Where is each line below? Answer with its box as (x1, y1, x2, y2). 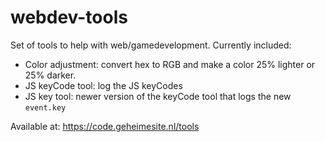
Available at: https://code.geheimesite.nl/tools (10, 120, 200, 132)
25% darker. (24, 69, 77, 81)
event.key (24, 102, 67, 113)
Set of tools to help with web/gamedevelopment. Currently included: (10, 39, 292, 51)
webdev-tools (10, 6, 128, 29)
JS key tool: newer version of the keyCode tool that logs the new (24, 90, 292, 102)
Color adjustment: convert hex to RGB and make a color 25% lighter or (24, 58, 316, 70)
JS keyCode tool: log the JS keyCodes (24, 79, 183, 91)
